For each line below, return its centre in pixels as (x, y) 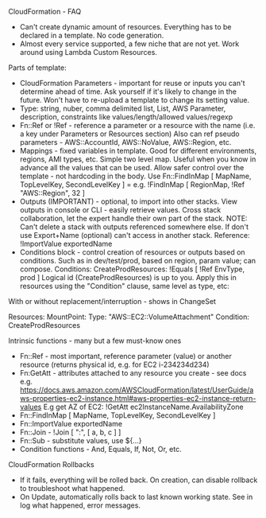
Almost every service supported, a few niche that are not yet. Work (129, 44)
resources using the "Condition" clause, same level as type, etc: (125, 286)
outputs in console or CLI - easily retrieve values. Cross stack (120, 210)
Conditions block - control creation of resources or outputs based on (132, 252)
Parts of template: (37, 68)
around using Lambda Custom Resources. (88, 52)
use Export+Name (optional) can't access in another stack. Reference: (135, 235)
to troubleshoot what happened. (72, 488)
